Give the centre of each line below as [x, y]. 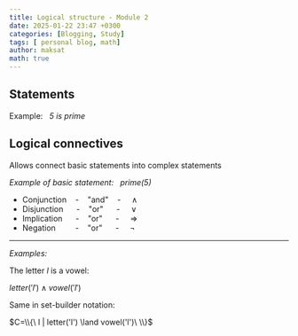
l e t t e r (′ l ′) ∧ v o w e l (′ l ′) [45, 287]
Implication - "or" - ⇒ [80, 218]
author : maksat [37, 51]
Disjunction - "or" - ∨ [79, 208]
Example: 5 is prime [47, 115]
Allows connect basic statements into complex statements [115, 165]
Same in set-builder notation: [62, 305]
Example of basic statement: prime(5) [81, 182]
